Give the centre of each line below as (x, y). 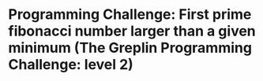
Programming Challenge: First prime (130, 15)
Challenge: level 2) (71, 65)
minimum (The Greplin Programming (130, 48)
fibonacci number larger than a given (132, 31)
